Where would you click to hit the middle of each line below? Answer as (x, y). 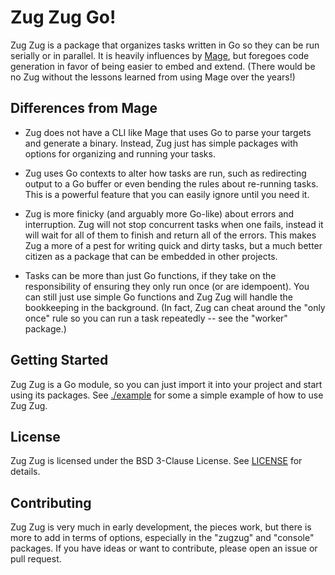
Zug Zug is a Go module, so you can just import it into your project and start (166, 384)
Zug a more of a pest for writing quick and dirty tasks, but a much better (173, 245)
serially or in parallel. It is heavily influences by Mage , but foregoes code (160, 55)
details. (25, 472)
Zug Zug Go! (63, 17)
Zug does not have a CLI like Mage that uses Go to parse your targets (168, 132)
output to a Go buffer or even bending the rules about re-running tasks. (171, 183)
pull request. (36, 559)
